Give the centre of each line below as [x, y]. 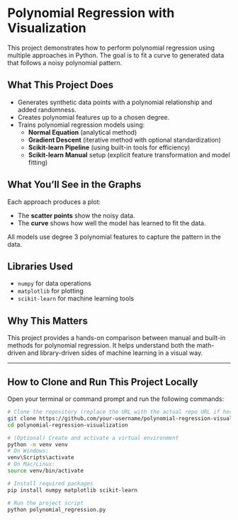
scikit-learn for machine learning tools [76, 298]
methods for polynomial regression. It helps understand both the [101, 346]
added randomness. [47, 109]
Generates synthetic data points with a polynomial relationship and [115, 102]
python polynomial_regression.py [57, 509]
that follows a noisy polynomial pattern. [65, 62]
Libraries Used [40, 266]
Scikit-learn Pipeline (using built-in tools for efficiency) [109, 147]
